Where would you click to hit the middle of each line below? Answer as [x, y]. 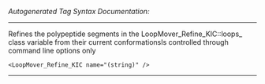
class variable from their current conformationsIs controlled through [118, 42]
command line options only [52, 51]
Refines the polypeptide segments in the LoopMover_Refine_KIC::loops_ [125, 34]
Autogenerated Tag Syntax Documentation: [79, 11]
